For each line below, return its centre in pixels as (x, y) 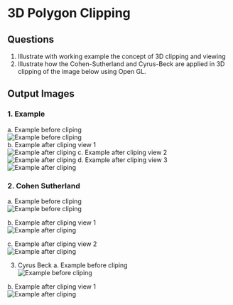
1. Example (26, 114)
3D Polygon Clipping (69, 13)
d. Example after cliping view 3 (123, 160)
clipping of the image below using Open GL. (82, 71)
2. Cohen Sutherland (44, 186)
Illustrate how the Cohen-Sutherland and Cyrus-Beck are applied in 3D (121, 64)
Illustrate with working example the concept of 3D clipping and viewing (121, 56)
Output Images (41, 94)
